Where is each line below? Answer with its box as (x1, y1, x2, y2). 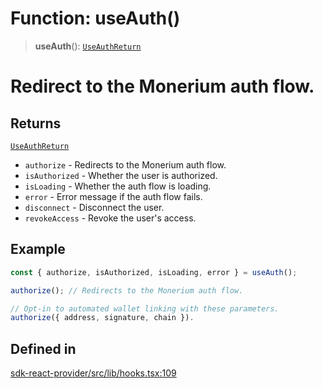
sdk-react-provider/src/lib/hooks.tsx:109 (10, 367, 177, 379)
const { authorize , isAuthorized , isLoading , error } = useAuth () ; (10, 267, 298, 277)
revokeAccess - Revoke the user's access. (24, 212, 197, 224)
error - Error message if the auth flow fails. (24, 190, 203, 202)
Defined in (10, 340, 77, 357)
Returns (10, 115, 62, 132)
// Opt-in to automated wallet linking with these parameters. (10, 303, 280, 314)
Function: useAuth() (10, 7, 181, 30)
